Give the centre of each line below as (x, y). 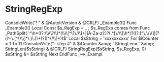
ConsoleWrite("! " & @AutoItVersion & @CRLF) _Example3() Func (71, 23)
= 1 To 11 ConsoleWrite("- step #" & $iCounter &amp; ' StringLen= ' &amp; (80, 43)
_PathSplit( (16, 33)
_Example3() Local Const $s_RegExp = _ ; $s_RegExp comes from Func (78, 28)
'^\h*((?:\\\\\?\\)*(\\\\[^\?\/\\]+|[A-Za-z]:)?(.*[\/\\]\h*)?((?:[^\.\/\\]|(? (94, 33)
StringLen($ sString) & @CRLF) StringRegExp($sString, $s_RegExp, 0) (76, 49)
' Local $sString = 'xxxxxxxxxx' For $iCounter (112, 38)
